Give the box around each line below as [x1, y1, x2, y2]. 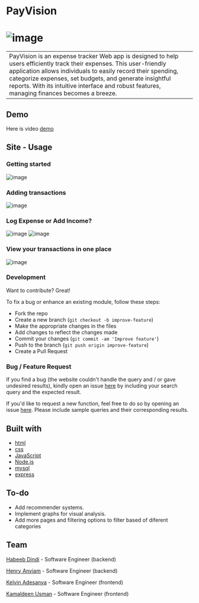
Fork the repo [14, 310, 49, 317]
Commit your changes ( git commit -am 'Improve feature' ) [14, 335, 159, 342]
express [14, 471, 34, 478]
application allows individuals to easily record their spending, [9, 67, 179, 75]
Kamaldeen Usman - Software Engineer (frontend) [6, 590, 129, 597]
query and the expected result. [6, 389, 82, 396]
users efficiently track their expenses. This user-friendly [9, 59, 167, 68]
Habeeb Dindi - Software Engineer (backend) [6, 556, 117, 563]
